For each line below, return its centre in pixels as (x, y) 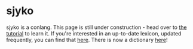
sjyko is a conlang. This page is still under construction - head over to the (96, 27)
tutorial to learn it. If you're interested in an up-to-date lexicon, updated (94, 33)
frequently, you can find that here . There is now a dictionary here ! (87, 40)
